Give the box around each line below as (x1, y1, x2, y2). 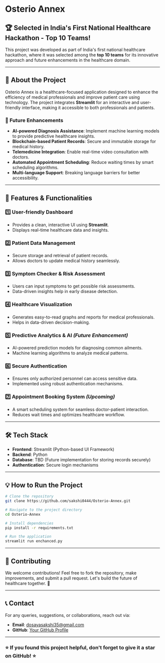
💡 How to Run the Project (5, 481, 83, 489)
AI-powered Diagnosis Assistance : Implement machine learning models (12, 128, 160, 134)
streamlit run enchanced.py (5, 539, 63, 544)
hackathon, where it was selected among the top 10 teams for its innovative (5, 52, 159, 57)
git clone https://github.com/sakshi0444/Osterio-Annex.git (5, 499, 131, 504)
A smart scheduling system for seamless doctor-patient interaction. (12, 406, 149, 412)
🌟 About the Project (5, 76, 66, 84)
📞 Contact (5, 599, 34, 608)
